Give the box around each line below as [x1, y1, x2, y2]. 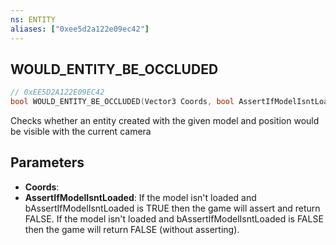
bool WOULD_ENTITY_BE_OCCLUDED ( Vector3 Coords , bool [10, 97, 235, 107]
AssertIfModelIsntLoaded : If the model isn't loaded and [24, 191, 257, 203]
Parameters [10, 154, 85, 171]
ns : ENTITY [10, 14, 56, 25]
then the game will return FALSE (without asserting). [24, 223, 240, 235]
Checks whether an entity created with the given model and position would [10, 115, 320, 127]
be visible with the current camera [10, 126, 152, 138]
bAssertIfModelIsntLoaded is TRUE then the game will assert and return [24, 202, 321, 214]
